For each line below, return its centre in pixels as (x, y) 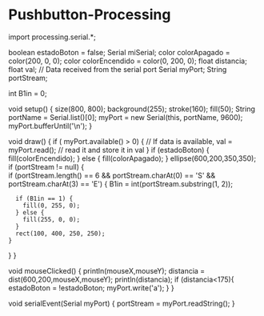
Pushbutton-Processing (90, 15)
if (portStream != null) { (46, 166)
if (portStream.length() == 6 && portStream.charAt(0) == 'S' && (112, 175)
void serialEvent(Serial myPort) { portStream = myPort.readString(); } (122, 303)
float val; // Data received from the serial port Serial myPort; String (118, 69)
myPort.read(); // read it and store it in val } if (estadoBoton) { (109, 150)
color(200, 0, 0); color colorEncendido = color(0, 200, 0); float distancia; (128, 61)
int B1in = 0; (28, 93)
